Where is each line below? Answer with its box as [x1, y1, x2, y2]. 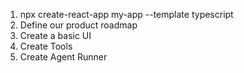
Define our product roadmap [19, 19, 138, 31]
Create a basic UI [19, 30, 92, 41]
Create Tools [19, 40, 73, 52]
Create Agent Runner [19, 51, 108, 63]
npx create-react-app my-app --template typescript [19, 9, 234, 20]
